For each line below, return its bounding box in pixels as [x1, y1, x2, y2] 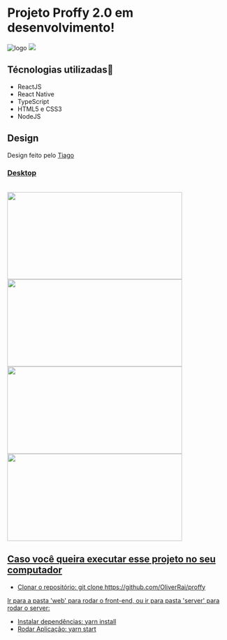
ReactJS [17, 82, 42, 91]
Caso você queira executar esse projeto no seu [7, 553, 216, 565]
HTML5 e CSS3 [17, 105, 62, 113]
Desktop [7, 168, 37, 178]
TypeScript [17, 97, 50, 105]
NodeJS [17, 112, 41, 120]
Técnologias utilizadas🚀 [7, 64, 114, 76]
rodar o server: [7, 604, 50, 612]
